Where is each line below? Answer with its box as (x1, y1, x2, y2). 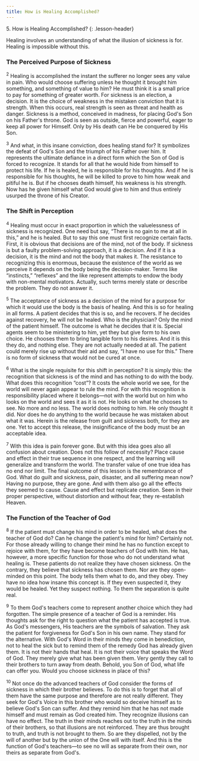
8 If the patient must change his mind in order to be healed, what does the (6, 527, 187, 536)
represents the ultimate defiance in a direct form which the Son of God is (6, 154, 185, 161)
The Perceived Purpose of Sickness (6, 58, 112, 66)
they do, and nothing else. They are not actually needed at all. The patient (6, 341, 187, 348)
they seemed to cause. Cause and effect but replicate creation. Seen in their (6, 486, 193, 493)
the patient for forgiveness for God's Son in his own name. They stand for (6, 629, 186, 636)
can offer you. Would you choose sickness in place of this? (6, 667, 150, 674)
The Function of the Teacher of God (6, 514, 111, 522)
